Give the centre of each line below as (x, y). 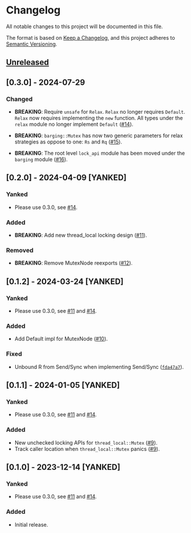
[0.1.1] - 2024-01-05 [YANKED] (63, 385)
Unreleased (28, 62)
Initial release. (31, 524)
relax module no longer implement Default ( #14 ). (74, 124)
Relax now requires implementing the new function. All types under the (98, 118)
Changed (20, 99)
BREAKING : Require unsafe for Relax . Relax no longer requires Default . (100, 112)
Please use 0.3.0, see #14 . (46, 207)
